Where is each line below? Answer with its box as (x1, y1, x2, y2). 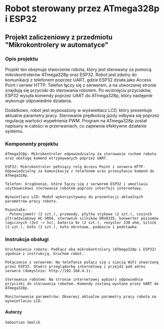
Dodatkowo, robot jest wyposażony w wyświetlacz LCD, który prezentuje (5, 107, 152, 113)
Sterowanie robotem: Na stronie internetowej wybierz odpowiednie (5, 277, 143, 282)
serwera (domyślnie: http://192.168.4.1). (5, 269, 93, 274)
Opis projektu (5, 55, 38, 62)
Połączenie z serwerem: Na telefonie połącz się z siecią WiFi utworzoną (5, 260, 159, 265)
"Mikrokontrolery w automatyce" (5, 40, 109, 49)
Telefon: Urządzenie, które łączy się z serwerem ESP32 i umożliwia (5, 182, 148, 187)
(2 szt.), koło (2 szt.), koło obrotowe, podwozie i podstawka (5, 224, 137, 230)
